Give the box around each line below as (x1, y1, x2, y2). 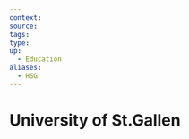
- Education (17, 55, 63, 64)
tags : (9, 30, 30, 39)
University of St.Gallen (9, 109, 181, 130)
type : (9, 38, 30, 48)
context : (9, 13, 42, 22)
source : (9, 22, 39, 30)
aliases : (9, 64, 42, 73)
